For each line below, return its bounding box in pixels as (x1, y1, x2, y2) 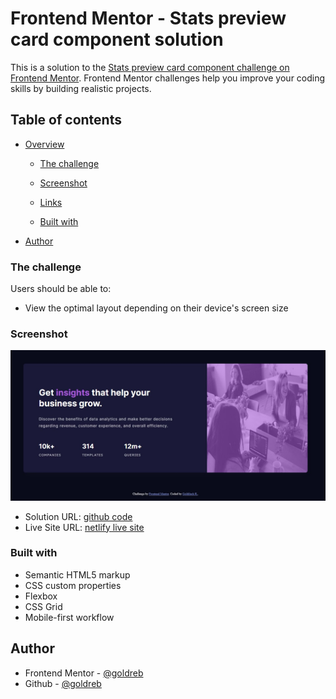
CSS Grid (24, 600, 63, 612)
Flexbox (24, 590, 58, 602)
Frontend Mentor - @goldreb (24, 667, 144, 679)
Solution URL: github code (24, 510, 133, 522)
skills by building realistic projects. (10, 82, 152, 94)
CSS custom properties (24, 579, 122, 591)
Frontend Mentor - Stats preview (10, 7, 287, 30)
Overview (24, 138, 65, 150)
